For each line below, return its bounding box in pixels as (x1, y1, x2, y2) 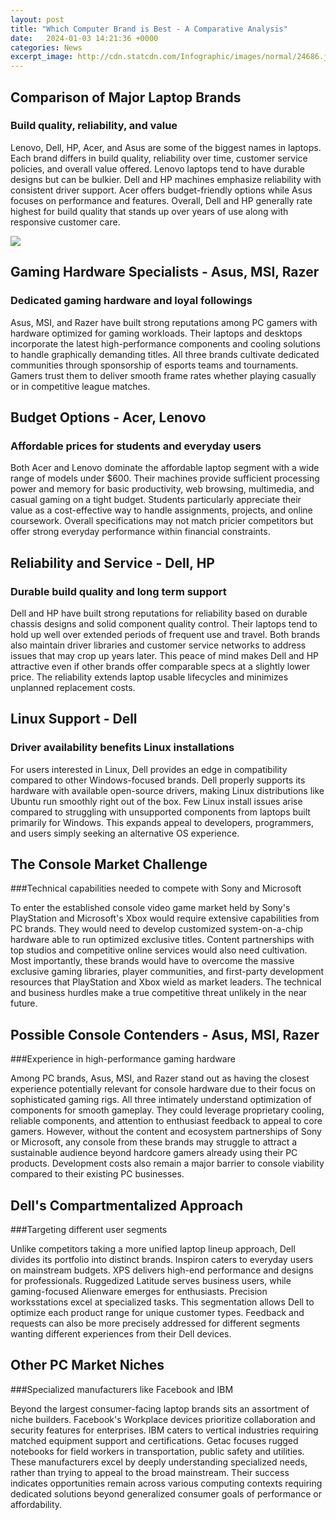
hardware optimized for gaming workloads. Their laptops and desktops (10, 327, 303, 339)
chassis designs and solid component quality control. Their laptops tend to (10, 617, 318, 630)
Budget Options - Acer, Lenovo (10, 409, 207, 426)
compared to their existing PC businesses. (10, 1168, 185, 1180)
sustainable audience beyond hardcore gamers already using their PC (10, 1147, 298, 1159)
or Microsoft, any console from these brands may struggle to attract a (10, 1136, 298, 1148)
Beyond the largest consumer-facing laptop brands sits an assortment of (10, 1402, 310, 1415)
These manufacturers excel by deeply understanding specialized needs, (10, 1456, 308, 1468)
